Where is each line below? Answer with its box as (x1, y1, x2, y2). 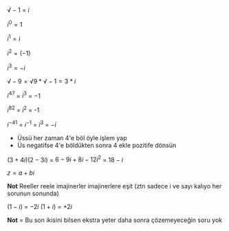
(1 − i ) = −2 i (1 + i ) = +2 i (7, 203, 72, 211)
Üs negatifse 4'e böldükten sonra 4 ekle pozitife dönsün (17, 141, 177, 149)
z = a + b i (7, 168, 35, 177)
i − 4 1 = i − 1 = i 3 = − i (7, 119, 56, 129)
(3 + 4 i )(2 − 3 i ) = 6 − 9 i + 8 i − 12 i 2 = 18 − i (7, 154, 124, 164)
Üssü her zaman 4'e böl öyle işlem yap (17, 133, 127, 142)
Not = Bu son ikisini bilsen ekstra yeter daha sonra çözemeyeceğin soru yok (7, 216, 223, 224)
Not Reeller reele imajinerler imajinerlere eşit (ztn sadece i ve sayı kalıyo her (7, 182, 222, 190)
